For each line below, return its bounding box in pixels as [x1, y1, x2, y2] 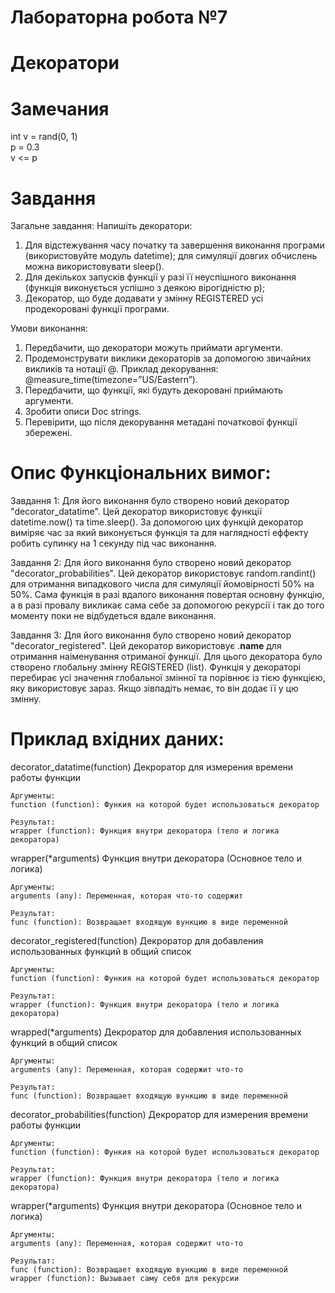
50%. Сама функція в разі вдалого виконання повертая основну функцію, [10, 589, 325, 601]
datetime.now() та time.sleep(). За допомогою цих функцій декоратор [10, 516, 304, 528]
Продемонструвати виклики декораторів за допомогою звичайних [24, 352, 312, 365]
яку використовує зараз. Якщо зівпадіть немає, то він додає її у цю [10, 682, 299, 695]
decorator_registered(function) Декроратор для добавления [10, 935, 264, 947]
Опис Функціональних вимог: [10, 462, 272, 485]
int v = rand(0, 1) [10, 131, 78, 143]
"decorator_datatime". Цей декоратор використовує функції [10, 506, 263, 518]
